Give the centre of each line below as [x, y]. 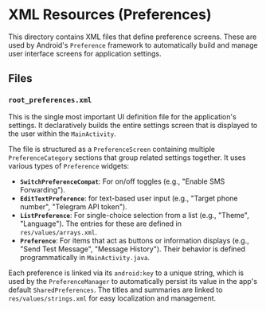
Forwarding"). [43, 189]
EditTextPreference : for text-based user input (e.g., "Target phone [129, 198]
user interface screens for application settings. [85, 53]
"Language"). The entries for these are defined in [100, 224]
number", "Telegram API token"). [73, 206]
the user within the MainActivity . [63, 134]
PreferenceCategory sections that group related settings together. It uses [127, 157]
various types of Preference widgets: [69, 165]
